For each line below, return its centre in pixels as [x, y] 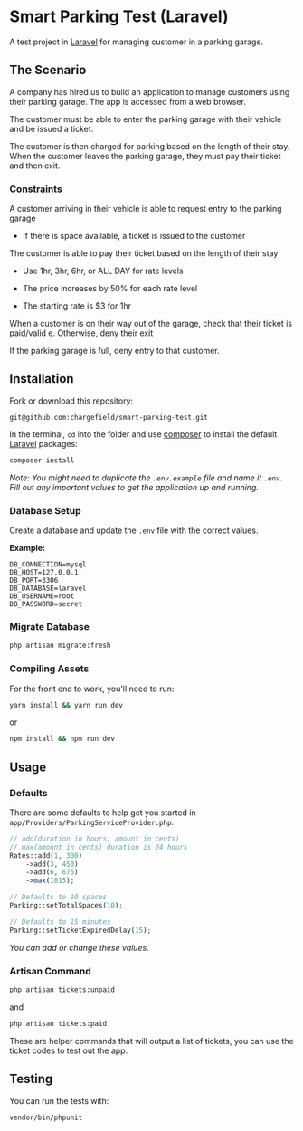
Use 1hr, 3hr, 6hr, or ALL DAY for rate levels [103, 271]
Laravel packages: [44, 443]
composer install [42, 460]
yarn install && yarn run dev [66, 705]
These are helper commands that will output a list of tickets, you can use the [151, 1041]
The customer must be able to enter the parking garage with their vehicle [146, 119]
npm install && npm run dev [62, 739]
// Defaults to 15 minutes [60, 922]
